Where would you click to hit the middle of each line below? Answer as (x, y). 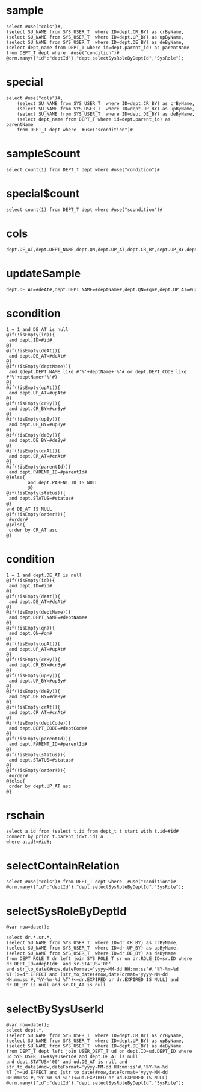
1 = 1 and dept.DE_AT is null (44, 575)
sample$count (43, 154)
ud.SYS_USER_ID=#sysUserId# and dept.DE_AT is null (72, 1057)
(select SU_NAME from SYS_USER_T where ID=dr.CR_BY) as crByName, (93, 943)
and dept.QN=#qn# (30, 633)
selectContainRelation (63, 866)
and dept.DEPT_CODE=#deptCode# (48, 728)
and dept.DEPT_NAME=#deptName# (48, 617)
